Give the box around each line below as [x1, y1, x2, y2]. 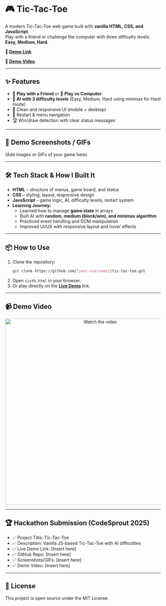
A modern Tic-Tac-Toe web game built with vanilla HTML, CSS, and [5, 23, 144, 29]
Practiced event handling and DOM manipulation [19, 219, 119, 225]
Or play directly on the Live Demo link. [12, 283, 90, 289]
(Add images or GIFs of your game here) [5, 151, 87, 157]
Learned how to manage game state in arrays [19, 208, 113, 214]
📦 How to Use [5, 243, 50, 252]
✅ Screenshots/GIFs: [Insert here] [12, 557, 82, 563]
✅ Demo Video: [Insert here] [12, 562, 70, 568]
